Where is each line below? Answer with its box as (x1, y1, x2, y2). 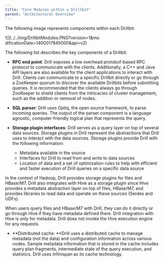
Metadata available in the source (19, 150, 86, 156)
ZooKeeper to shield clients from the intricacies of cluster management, (12, 90, 157, 96)
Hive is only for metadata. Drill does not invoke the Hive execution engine (5, 215, 153, 221)
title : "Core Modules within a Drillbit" (5, 7, 91, 12)
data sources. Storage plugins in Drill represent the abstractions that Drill (12, 130, 159, 136)
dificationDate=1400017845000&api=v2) (5, 40, 87, 46)
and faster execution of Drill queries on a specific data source (19, 165, 144, 171)
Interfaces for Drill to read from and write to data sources (19, 155, 135, 161)
